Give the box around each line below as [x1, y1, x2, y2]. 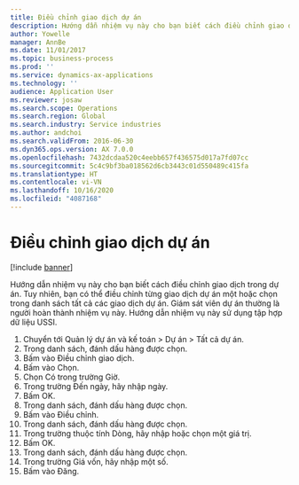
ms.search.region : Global [10, 112, 106, 121]
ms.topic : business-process [10, 54, 114, 63]
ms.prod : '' [10, 63, 54, 72]
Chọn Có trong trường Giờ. [22, 372, 121, 382]
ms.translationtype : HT [10, 169, 98, 178]
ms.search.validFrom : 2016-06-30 [10, 137, 134, 145]
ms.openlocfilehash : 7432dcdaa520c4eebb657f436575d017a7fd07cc [10, 153, 249, 162]
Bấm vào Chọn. [22, 362, 80, 372]
